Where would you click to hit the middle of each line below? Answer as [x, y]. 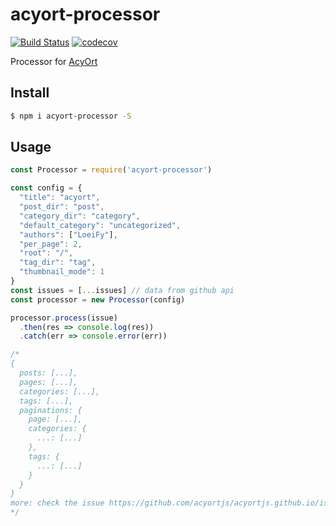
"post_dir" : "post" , [62, 207]
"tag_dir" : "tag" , [58, 263]
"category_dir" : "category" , [80, 216]
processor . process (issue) [64, 318]
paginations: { [51, 410]
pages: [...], [48, 382]
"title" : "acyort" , [60, 198]
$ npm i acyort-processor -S [71, 116]
